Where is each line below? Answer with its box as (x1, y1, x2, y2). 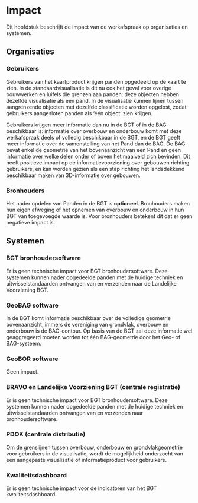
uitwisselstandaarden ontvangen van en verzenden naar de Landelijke (6, 280, 177, 287)
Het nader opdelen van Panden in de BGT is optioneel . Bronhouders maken (6, 200, 190, 207)
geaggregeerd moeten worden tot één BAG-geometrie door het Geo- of (6, 333, 181, 340)
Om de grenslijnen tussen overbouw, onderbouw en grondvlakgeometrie (6, 444, 183, 451)
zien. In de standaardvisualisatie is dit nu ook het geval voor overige (6, 84, 171, 91)
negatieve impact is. (6, 219, 55, 226)
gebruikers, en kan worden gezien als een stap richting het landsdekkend (6, 165, 185, 172)
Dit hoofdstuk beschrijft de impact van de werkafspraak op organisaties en (6, 23, 188, 30)
